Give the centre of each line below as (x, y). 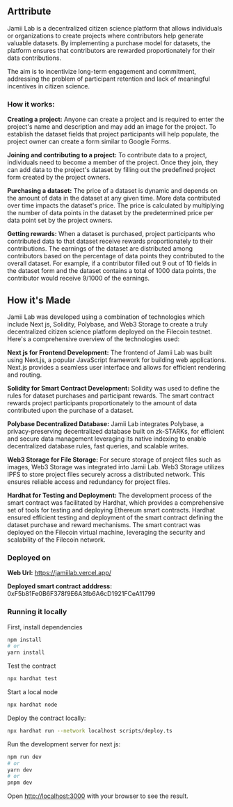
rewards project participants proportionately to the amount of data (102, 402)
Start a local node (32, 692)
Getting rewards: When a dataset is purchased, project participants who (111, 234)
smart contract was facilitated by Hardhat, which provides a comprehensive (116, 502)
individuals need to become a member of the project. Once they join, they (113, 162)
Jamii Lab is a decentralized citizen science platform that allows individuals (115, 28)
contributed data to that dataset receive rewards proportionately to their (110, 241)
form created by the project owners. (59, 178)
